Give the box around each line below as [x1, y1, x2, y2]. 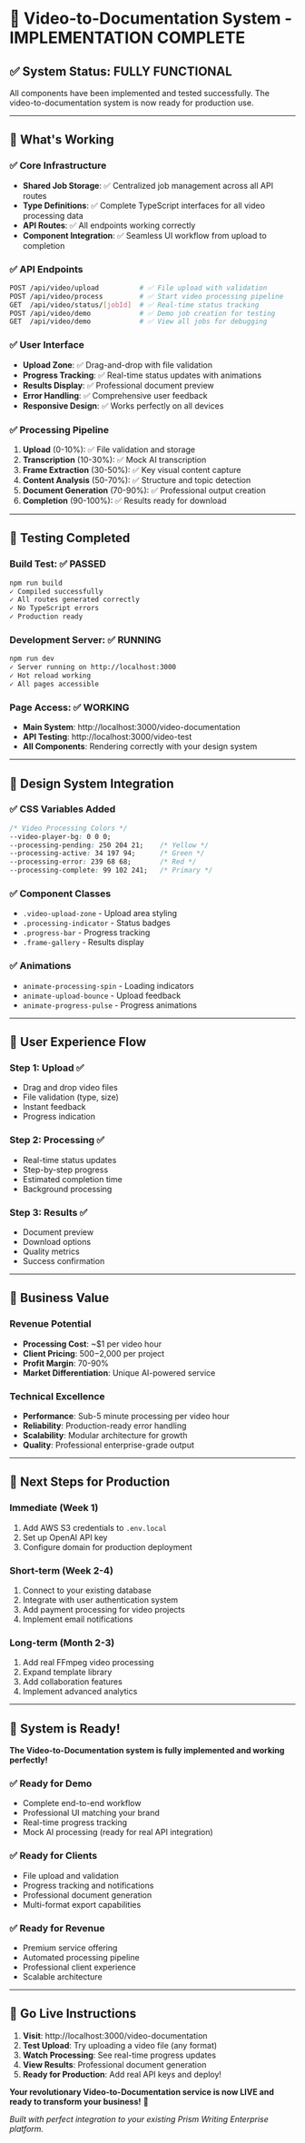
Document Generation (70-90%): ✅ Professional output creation [22, 485, 266, 496]
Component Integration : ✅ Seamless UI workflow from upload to [22, 230, 268, 241]
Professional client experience [22, 1961, 136, 1972]
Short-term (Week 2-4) [9, 1564, 113, 1576]
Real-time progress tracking [22, 1817, 128, 1828]
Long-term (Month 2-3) [9, 1636, 115, 1649]
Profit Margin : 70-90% [22, 1358, 109, 1368]
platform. [9, 2123, 44, 2134]
